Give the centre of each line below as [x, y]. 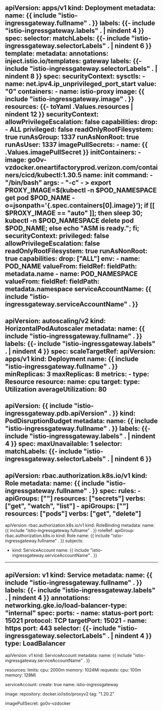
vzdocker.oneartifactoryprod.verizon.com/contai [81, 168]
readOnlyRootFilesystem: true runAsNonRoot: [76, 251]
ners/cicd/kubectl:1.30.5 [43, 175]
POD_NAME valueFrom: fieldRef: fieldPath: [71, 266]
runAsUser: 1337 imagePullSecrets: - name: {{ [76, 145]
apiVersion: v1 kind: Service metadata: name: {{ [79, 575]
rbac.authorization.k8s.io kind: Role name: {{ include [57, 535]
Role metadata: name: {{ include [55, 483]
